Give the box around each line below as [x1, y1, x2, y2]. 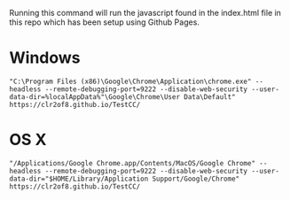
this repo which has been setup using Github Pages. [9, 17, 200, 27]
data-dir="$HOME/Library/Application [9, 174, 149, 183]
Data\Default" [183, 92, 237, 101]
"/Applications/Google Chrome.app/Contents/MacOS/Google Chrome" [9, 158, 255, 167]
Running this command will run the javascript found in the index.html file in [9, 8, 282, 18]
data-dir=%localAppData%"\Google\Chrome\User [9, 92, 180, 101]
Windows [9, 48, 81, 68]
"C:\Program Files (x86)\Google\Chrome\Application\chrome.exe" [9, 77, 252, 86]
